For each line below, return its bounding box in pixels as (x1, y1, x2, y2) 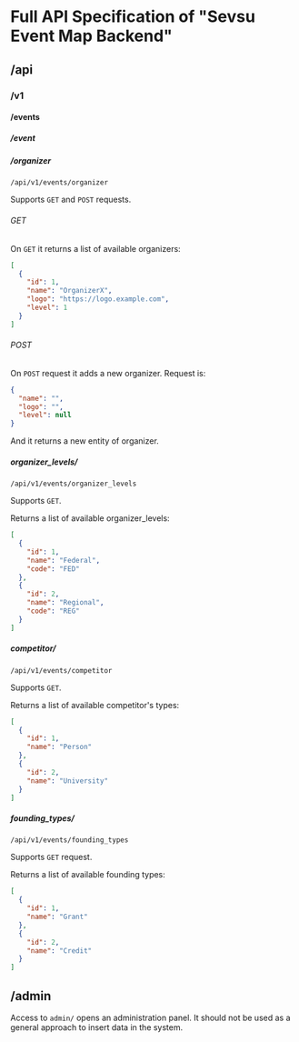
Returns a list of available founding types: (10, 869, 166, 880)
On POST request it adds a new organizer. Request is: (10, 367, 206, 378)
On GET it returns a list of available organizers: (10, 243, 181, 254)
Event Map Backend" (10, 25, 173, 46)
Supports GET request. (10, 852, 93, 863)
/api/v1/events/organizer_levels (10, 479, 137, 488)
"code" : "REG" (26, 606, 80, 616)
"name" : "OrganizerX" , (26, 286, 113, 296)
